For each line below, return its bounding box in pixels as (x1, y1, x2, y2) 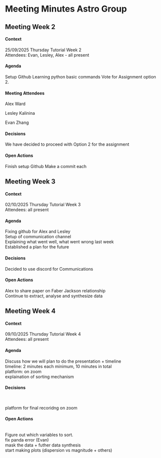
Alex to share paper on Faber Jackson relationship (5, 288, 106, 293)
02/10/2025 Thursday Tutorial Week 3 (5, 202, 81, 208)
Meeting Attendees (5, 90, 45, 96)
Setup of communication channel (5, 234, 71, 240)
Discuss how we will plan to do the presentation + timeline (5, 358, 121, 364)
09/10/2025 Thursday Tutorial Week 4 (5, 331, 81, 337)
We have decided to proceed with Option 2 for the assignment (5, 141, 129, 147)
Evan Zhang (5, 120, 29, 125)
